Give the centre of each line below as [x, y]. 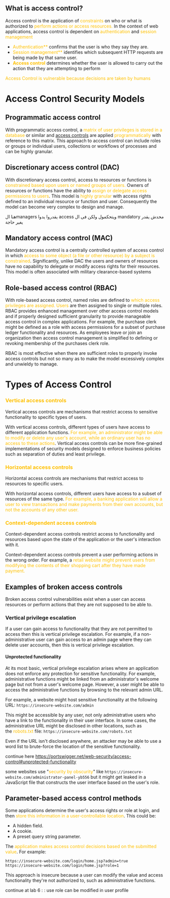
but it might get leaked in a [118, 777]
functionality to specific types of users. [46, 417]
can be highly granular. [29, 151]
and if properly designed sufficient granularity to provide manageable [78, 316]
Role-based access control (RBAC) [61, 288]
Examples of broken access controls [64, 587]
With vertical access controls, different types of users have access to [78, 427]
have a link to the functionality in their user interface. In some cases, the [81, 720]
